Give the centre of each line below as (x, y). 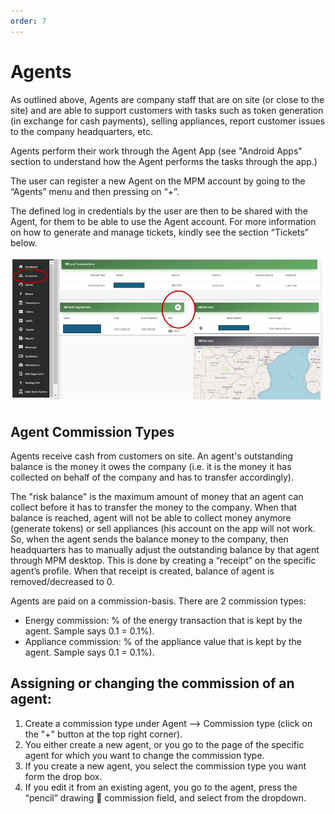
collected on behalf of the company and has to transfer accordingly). (152, 477)
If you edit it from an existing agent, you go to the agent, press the (161, 787)
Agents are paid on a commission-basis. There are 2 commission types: (158, 601)
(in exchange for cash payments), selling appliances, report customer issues (168, 121)
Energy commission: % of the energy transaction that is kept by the (163, 621)
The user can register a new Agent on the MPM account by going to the (158, 181)
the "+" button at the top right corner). (103, 734)
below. (24, 242)
